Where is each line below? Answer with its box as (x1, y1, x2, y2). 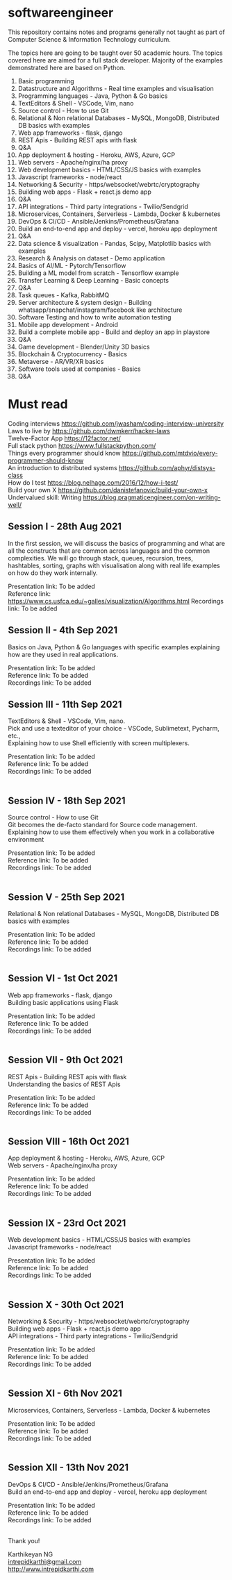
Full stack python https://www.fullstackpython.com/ (8, 441, 156, 449)
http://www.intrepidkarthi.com (8, 1565, 94, 1573)
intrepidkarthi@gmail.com (8, 1557, 82, 1565)
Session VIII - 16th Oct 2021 (8, 1136, 129, 1147)
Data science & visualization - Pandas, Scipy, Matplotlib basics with (17, 239, 211, 247)
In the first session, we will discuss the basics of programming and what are (8, 539, 225, 547)
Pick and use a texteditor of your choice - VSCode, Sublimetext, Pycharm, (8, 724, 219, 733)
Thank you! (8, 1536, 40, 1545)
